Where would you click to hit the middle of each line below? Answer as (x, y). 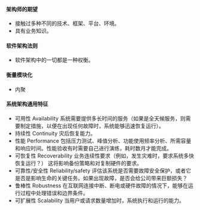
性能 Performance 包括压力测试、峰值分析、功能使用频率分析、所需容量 (103, 141)
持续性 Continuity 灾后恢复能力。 (55, 133)
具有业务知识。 (33, 31)
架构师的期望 (22, 9)
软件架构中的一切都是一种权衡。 (54, 60)
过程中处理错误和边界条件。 (54, 193)
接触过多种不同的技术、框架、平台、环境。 (67, 23)
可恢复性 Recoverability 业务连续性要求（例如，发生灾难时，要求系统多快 (104, 156)
